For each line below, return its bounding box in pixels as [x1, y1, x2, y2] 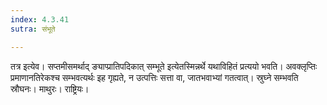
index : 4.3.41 [10, 14, 70, 25]
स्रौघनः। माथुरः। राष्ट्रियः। [10, 82, 90, 95]
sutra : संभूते [10, 24, 56, 34]
